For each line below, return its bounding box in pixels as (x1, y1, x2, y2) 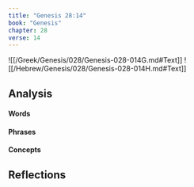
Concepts (8, 145, 41, 155)
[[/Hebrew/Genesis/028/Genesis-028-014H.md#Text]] (8, 64, 187, 74)
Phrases (8, 127, 36, 136)
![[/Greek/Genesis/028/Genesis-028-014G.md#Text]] (8, 55, 183, 65)
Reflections (8, 168, 67, 181)
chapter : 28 (8, 26, 48, 34)
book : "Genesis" (8, 19, 62, 27)
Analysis (8, 86, 53, 100)
